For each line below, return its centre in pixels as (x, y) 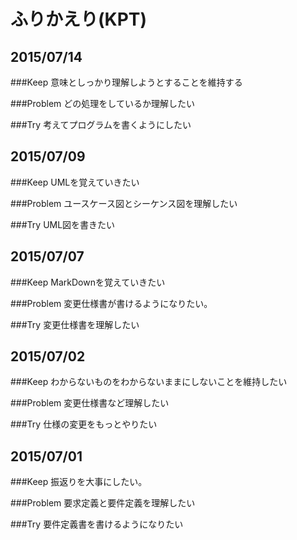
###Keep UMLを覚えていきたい (75, 182)
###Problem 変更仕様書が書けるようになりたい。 (111, 303)
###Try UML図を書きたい (63, 224)
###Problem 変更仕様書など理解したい (90, 403)
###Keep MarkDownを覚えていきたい (88, 282)
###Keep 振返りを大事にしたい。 (79, 482)
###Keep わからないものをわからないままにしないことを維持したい (149, 382)
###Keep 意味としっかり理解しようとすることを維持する (126, 82)
